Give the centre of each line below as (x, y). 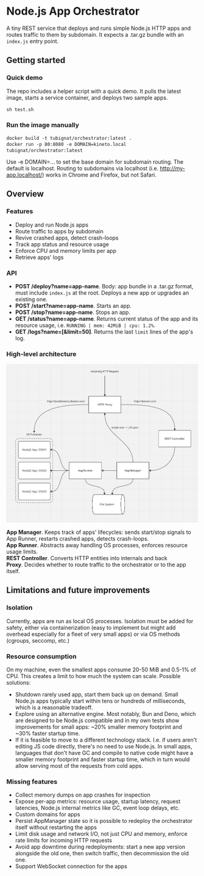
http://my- (173, 168)
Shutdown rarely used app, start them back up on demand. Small (97, 694)
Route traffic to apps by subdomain (59, 231)
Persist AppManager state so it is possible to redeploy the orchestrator (104, 821)
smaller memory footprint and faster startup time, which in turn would (102, 759)
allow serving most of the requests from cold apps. (79, 766)
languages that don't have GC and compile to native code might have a (104, 753)
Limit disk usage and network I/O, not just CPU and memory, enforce (101, 834)
